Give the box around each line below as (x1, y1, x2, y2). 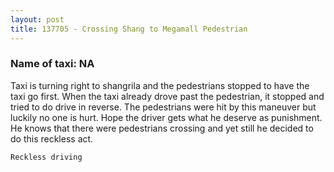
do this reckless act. (10, 132, 94, 145)
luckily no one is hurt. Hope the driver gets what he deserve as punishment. (10, 111, 323, 123)
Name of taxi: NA (10, 57, 95, 71)
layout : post (10, 14, 65, 25)
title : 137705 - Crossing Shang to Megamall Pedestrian (10, 24, 248, 34)
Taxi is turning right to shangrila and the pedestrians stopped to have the (10, 79, 310, 91)
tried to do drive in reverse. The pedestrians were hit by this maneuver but (10, 101, 317, 113)
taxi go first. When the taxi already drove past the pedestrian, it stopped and (10, 90, 325, 102)
